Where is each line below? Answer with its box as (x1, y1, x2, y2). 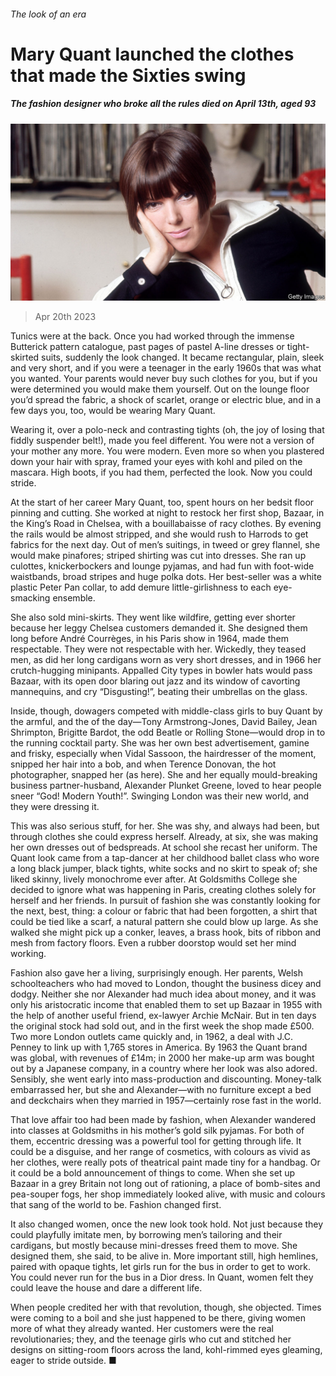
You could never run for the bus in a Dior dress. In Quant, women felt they (10, 1271, 314, 1284)
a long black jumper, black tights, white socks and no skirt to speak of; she (10, 863, 318, 875)
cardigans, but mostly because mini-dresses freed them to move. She (10, 1240, 298, 1252)
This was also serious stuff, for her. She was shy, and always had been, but (10, 820, 320, 832)
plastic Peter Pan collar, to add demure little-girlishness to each (10, 581, 272, 594)
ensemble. (52, 592, 96, 604)
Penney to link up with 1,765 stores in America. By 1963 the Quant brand (10, 1041, 308, 1054)
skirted (10, 351, 40, 364)
